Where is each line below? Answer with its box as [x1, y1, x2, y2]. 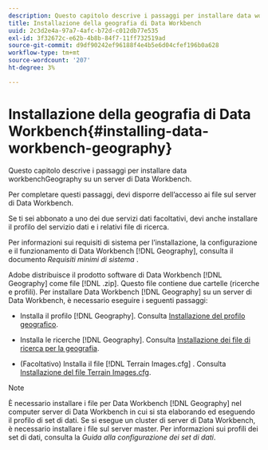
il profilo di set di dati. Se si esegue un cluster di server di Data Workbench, [8, 415, 256, 424]
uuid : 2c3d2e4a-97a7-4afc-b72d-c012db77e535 [8, 26, 159, 34]
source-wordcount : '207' [8, 57, 91, 65]
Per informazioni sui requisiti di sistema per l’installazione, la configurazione [8, 237, 258, 247]
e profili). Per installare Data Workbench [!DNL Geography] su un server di [8, 287, 253, 297]
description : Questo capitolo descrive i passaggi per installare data [8, 11, 251, 20]
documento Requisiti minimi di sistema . [8, 254, 139, 264]
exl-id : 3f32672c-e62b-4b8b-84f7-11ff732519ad [8, 34, 166, 42]
